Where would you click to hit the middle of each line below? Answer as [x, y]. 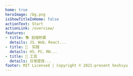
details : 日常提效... [30, 61]
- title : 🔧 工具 [21, 56]
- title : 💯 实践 [22, 47]
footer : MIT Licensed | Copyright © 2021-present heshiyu [66, 65]
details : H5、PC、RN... [33, 51]
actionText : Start [24, 24]
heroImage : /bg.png [25, 14]
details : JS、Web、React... [38, 42]
